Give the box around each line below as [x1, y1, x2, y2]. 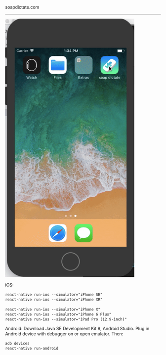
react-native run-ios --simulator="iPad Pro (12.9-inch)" [5, 317, 127, 322]
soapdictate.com [5, 4, 40, 10]
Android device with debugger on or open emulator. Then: [5, 331, 124, 337]
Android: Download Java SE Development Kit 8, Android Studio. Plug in [5, 326, 150, 331]
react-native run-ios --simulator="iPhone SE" [5, 292, 103, 297]
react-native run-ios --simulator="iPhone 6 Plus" [5, 312, 112, 317]
